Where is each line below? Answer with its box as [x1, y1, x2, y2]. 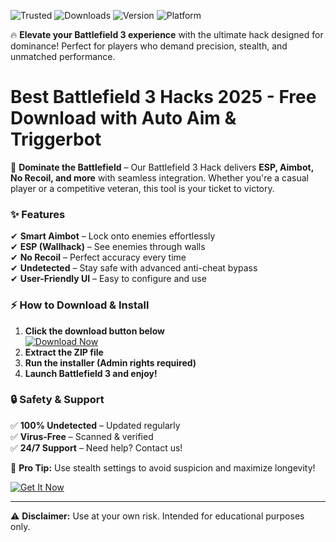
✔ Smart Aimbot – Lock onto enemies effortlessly [10, 230, 216, 242]
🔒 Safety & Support [10, 393, 105, 407]
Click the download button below [24, 325, 165, 337]
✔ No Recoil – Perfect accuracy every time [10, 251, 187, 264]
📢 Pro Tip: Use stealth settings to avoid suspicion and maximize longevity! [10, 461, 316, 474]
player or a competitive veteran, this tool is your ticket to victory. [10, 182, 275, 194]
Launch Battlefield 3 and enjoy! [24, 367, 158, 379]
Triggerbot [10, 128, 102, 151]
